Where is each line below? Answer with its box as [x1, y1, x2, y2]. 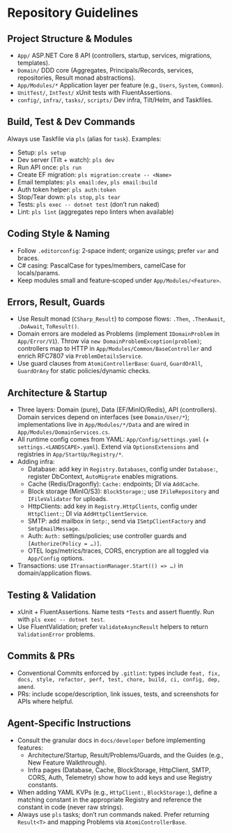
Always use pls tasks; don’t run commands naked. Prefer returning [17, 810, 210, 818]
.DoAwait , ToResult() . [17, 322, 79, 331]
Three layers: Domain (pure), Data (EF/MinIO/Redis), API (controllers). [17, 405, 217, 414]
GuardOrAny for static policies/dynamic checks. [17, 367, 151, 375]
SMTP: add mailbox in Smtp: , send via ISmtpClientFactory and [27, 517, 206, 526]
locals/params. [17, 268, 61, 277]
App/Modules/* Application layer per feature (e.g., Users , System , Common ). [17, 81, 224, 89]
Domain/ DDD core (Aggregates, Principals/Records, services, [17, 66, 194, 74]
